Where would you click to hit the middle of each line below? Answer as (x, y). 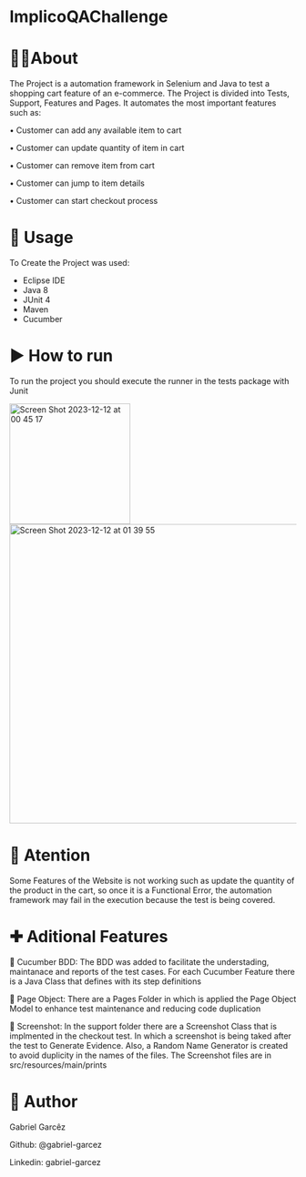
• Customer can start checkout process (84, 201)
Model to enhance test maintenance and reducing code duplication (135, 1009)
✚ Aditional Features (89, 937)
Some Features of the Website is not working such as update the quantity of (152, 880)
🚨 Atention (50, 855)
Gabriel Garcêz (38, 1127)
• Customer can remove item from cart (82, 166)
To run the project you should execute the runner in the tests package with (149, 381)
